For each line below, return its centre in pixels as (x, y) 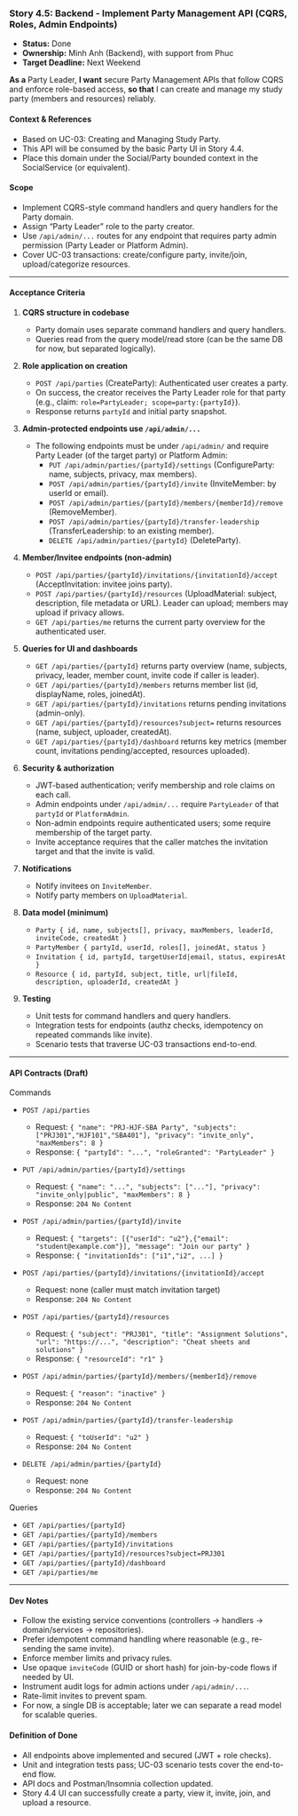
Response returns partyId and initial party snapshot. (131, 411)
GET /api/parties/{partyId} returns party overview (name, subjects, (161, 666)
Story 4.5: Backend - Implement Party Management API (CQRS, (148, 13)
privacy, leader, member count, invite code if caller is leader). (147, 675)
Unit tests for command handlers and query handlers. (133, 1015)
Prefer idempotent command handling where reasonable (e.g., (136, 1639)
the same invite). (84, 1649)
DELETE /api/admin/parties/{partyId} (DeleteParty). (145, 540)
